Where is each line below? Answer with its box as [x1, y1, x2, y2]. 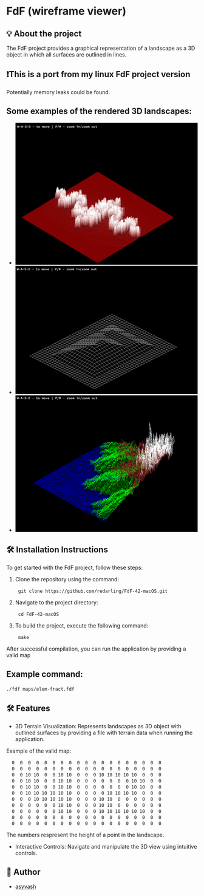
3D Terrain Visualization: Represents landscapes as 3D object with [15, 722, 182, 730]
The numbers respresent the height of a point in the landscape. [6, 831, 165, 838]
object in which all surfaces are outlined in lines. [6, 51, 127, 58]
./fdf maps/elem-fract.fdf [6, 686, 75, 692]
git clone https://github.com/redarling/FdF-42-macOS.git [18, 588, 168, 594]
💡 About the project [6, 29, 82, 39]
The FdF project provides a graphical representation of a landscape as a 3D [6, 44, 195, 52]
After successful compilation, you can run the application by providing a [6, 645, 186, 652]
